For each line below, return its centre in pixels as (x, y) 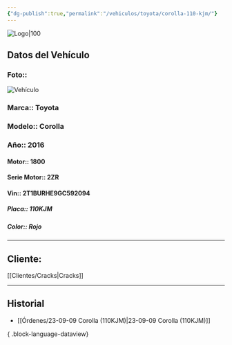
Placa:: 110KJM (30, 209)
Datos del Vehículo (48, 55)
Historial (26, 304)
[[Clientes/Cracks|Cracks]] (46, 276)
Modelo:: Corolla (36, 127)
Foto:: (17, 75)
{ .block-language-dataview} (48, 334)
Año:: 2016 (26, 145)
